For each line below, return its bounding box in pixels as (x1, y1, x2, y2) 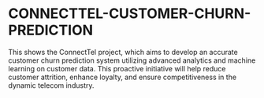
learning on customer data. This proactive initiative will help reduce (8, 64, 226, 73)
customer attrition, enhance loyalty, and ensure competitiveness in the (8, 72, 237, 82)
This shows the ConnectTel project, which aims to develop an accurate (8, 47, 238, 56)
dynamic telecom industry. (8, 80, 95, 90)
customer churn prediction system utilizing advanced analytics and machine (8, 56, 256, 65)
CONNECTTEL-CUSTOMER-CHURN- (8, 5, 251, 23)
